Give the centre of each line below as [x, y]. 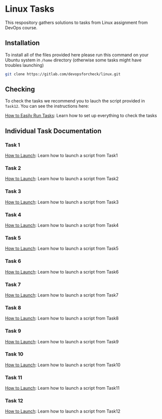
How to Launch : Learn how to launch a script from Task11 [62, 388]
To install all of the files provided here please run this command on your [77, 55]
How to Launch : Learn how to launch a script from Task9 [62, 341]
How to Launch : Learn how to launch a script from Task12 [63, 411]
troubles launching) [25, 65]
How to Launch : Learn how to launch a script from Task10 [63, 365]
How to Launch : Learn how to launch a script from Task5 [62, 249]
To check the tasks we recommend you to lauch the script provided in [75, 101]
